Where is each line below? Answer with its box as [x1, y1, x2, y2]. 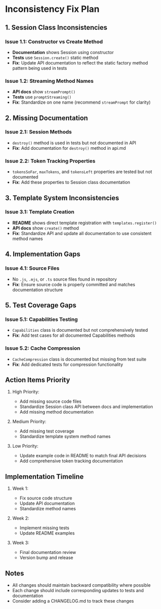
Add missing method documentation [19, 409, 94, 415]
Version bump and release [19, 554, 73, 561]
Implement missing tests [19, 525, 70, 531]
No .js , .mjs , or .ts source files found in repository [12, 276, 117, 282]
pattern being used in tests [12, 65, 67, 71]
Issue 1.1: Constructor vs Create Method [5, 38, 103, 45]
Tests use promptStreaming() [12, 94, 72, 100]
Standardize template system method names [19, 433, 111, 439]
